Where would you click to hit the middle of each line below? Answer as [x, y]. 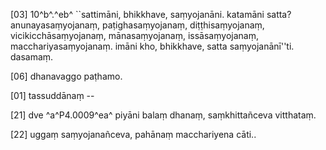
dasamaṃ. [32, 57]
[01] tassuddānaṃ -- [52, 95]
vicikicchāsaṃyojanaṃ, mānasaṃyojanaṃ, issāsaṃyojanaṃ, [134, 35]
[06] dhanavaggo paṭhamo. [66, 76]
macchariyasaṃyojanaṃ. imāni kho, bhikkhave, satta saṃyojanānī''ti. [152, 46]
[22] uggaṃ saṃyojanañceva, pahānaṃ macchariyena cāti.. [133, 134]
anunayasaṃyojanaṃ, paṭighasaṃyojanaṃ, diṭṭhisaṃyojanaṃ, [137, 25]
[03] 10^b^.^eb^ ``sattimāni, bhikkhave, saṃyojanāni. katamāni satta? [151, 14]
